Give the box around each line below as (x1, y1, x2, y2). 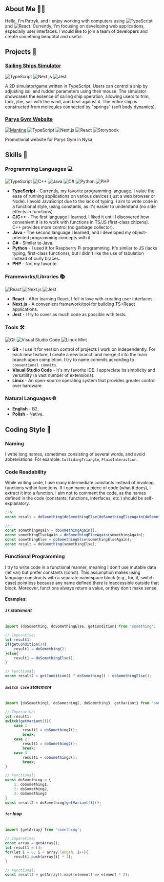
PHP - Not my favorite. (12, 261, 58, 267)
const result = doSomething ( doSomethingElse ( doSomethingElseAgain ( (5, 515, 145, 520)
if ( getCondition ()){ (5, 642, 47, 647)
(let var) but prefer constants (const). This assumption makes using (5, 569, 141, 575)
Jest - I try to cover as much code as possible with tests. (12, 311, 127, 317)
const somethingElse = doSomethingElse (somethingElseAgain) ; (5, 537, 132, 542)
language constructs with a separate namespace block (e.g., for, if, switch (5, 574, 154, 580)
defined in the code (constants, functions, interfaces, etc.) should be (5, 495, 143, 501)
